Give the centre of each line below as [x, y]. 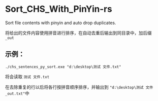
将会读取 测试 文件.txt [27, 76]
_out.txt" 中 [17, 93]
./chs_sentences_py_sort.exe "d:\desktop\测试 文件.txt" [63, 67]
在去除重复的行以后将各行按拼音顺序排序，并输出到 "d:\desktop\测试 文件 [79, 87]
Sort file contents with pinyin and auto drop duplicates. [61, 23]
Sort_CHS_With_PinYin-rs [59, 9]
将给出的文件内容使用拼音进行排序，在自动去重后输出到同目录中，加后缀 [78, 33]
